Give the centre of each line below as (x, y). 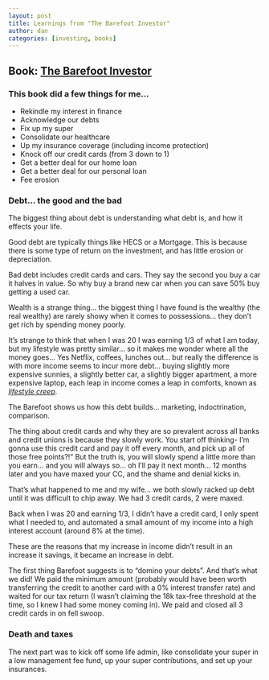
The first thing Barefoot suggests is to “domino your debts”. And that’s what (133, 571)
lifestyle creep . (33, 392)
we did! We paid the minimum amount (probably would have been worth (128, 579)
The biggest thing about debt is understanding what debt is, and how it (126, 218)
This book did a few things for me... (79, 93)
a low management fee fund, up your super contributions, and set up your (130, 660)
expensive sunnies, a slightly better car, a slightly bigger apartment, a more (132, 374)
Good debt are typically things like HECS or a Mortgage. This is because (128, 242)
